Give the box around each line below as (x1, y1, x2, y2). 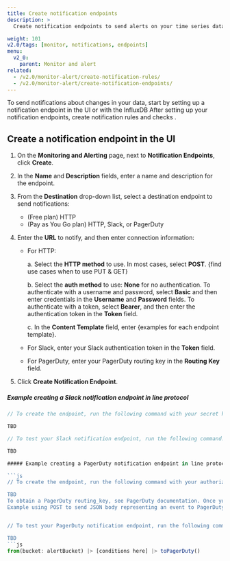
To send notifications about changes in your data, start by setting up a (7, 99, 205, 107)
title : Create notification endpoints (7, 10, 118, 17)
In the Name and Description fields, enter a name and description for (16, 172, 214, 180)
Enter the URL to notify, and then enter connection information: (16, 234, 195, 242)
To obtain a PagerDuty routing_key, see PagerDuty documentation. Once (7, 498, 216, 505)
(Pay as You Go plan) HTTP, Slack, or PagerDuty (27, 220, 164, 228)
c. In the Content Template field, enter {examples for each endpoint (27, 323, 219, 331)
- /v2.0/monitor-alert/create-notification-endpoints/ (13, 80, 173, 86)
